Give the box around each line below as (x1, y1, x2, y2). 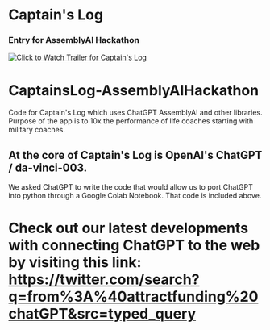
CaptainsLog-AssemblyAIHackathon (8, 81, 260, 99)
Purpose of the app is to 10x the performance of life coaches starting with (8, 116, 254, 126)
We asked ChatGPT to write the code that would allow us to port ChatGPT (8, 182, 254, 192)
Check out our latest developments (8, 219, 248, 237)
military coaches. (8, 125, 66, 135)
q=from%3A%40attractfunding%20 (8, 288, 259, 306)
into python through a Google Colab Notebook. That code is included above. (8, 191, 262, 201)
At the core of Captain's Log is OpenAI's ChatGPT (8, 148, 263, 162)
